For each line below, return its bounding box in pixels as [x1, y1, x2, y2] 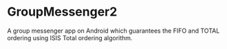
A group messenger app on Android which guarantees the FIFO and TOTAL [7, 27, 220, 35]
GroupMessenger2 [7, 4, 118, 20]
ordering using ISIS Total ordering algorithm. [7, 33, 133, 42]
